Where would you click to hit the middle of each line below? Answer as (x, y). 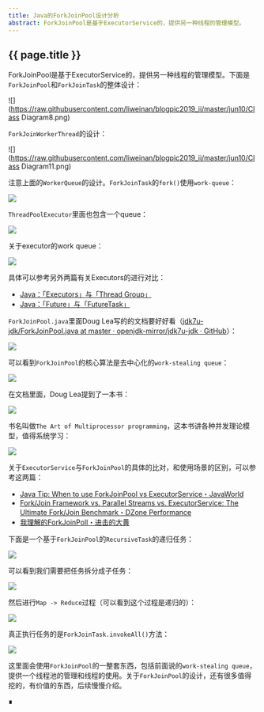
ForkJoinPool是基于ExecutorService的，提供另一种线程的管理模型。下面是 (129, 75)
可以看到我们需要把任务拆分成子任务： (70, 571)
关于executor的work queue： (56, 246)
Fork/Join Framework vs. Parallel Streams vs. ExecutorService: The (129, 503)
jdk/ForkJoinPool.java (43, 331)
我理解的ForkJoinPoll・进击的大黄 (75, 522)
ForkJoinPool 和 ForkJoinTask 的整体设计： (75, 85)
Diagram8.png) (45, 117)
